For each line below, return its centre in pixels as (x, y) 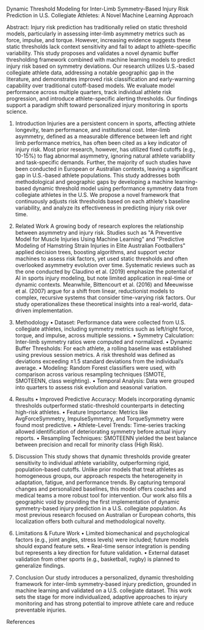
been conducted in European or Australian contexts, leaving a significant (106, 169)
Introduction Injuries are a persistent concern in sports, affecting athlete (105, 123)
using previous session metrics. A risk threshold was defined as (95, 355)
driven (23, 310)
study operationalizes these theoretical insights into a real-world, (97, 304)
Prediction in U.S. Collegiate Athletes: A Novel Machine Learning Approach (100, 15)
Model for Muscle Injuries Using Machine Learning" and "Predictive (100, 239)
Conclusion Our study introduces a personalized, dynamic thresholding (104, 577)
